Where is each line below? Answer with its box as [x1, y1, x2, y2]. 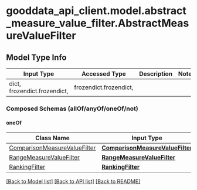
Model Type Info [6, 52, 67, 62]
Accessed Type [81, 70, 126, 77]
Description [139, 70, 173, 77]
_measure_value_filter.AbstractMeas [6, 16, 189, 30]
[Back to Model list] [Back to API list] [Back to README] [6, 178, 141, 185]
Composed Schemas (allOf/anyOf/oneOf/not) [6, 104, 139, 113]
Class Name [35, 134, 70, 142]
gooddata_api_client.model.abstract [6, 4, 186, 18]
